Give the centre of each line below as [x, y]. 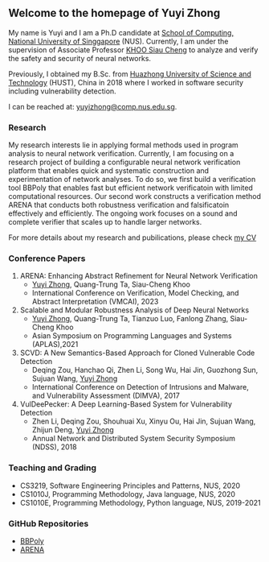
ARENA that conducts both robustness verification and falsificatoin [119, 205]
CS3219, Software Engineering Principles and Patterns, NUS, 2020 [130, 486]
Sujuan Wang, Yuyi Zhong [75, 378]
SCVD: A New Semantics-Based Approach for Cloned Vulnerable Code [137, 353]
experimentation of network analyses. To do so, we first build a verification [132, 180]
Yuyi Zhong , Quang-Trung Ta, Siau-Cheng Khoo [111, 284]
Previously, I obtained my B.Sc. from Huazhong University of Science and [130, 74]
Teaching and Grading [53, 468]
